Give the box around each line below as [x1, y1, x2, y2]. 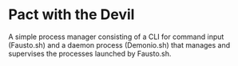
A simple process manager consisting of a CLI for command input [8, 32, 224, 41]
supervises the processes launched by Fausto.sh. [8, 49, 172, 58]
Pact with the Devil [8, 6, 135, 24]
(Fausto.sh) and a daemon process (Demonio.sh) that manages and [8, 40, 231, 49]
